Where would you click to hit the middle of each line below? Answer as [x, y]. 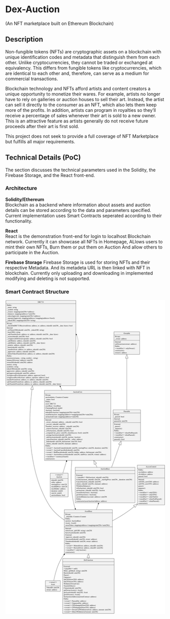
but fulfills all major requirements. [40, 141]
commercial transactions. [32, 79]
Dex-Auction [32, 9]
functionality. [19, 221]
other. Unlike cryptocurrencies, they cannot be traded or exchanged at [79, 63]
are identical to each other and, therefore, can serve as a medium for [77, 73]
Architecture [21, 188]
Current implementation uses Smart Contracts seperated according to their [84, 215]
